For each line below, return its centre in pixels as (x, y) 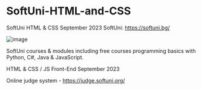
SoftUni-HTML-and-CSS (69, 11)
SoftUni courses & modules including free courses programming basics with (101, 51)
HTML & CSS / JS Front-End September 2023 (63, 69)
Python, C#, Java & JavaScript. (45, 57)
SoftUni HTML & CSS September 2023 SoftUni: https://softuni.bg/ (88, 28)
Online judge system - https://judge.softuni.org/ (66, 80)
